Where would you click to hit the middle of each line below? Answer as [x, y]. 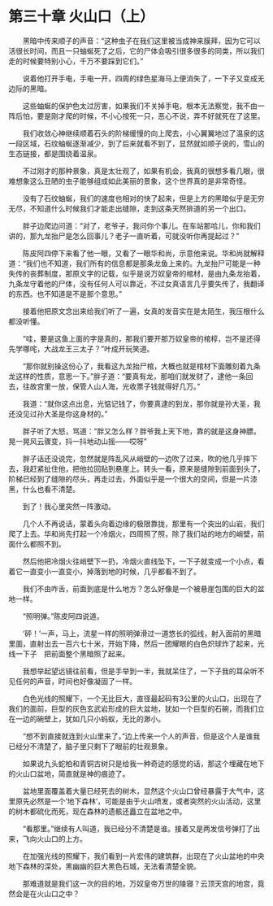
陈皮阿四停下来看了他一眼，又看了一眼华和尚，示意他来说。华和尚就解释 [143, 253]
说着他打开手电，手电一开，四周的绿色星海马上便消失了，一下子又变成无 [143, 78]
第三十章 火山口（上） [81, 17]
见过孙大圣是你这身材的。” [65, 414]
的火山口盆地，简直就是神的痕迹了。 [69, 773]
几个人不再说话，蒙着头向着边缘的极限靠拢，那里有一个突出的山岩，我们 [143, 523]
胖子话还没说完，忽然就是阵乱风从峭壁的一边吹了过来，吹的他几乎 [133, 458]
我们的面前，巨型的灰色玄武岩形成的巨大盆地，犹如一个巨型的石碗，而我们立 [136, 708]
